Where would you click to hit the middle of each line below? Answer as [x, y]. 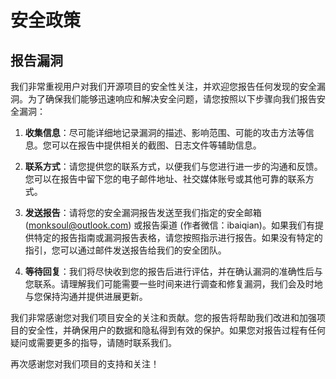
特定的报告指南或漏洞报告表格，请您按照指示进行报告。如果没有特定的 [178, 237]
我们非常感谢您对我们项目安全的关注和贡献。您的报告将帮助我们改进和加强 [163, 317]
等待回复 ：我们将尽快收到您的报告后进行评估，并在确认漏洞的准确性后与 [173, 271]
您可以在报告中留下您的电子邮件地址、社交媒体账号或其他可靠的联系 [165, 179]
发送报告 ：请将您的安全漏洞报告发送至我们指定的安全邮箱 [143, 212]
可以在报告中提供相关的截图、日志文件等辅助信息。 [156, 145]
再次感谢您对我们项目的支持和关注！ [85, 364]
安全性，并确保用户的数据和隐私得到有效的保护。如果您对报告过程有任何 [176, 330]
